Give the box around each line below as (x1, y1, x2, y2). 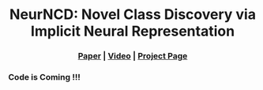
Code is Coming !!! (8, 72, 81, 83)
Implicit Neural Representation (30, 22, 235, 40)
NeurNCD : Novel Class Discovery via (9, 6, 257, 24)
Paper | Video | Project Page (77, 51, 188, 62)
